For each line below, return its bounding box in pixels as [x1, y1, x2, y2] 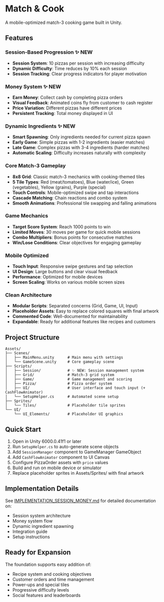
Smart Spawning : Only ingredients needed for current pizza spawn [12, 134, 151, 140]
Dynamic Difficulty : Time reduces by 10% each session [12, 65, 127, 71]
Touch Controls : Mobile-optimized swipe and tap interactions [12, 190, 139, 196]
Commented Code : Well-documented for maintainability [12, 313, 128, 319]
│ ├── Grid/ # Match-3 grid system [5, 373, 114, 378]
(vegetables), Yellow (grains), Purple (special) [12, 184, 106, 190]
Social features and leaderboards [12, 592, 81, 598]
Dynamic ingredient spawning [12, 523, 74, 529]
